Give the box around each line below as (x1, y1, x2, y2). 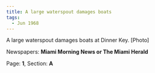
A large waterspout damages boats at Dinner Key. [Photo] (6, 37, 150, 44)
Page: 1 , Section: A (6, 60, 53, 67)
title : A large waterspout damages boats (6, 8, 112, 15)
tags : (6, 14, 20, 21)
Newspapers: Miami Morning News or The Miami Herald (6, 48, 149, 56)
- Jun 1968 (11, 20, 39, 26)
